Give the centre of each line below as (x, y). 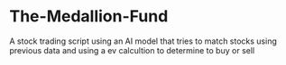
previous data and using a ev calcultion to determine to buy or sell (132, 50)
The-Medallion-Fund (89, 16)
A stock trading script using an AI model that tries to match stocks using (143, 41)
